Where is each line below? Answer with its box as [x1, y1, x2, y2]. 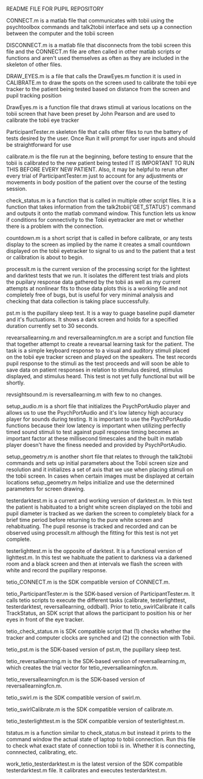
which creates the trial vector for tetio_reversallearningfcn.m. [6, 664, 158, 671]
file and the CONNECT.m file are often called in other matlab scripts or [6, 48, 181, 55]
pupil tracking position [6, 92, 62, 99]
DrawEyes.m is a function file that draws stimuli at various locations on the [6, 104, 192, 111]
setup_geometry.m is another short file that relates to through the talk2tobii [6, 453, 193, 460]
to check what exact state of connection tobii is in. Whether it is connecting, [6, 742, 195, 749]
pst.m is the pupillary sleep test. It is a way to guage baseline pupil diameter [6, 309, 195, 316]
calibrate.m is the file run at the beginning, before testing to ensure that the [6, 153, 193, 160]
